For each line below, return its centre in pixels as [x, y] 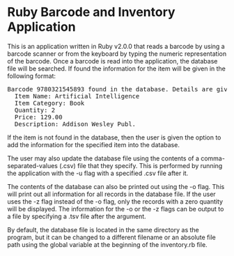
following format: [32, 76]
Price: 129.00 [38, 117]
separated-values [32, 165]
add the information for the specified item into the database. [93, 144]
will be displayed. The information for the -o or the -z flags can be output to [116, 209]
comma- [213, 158]
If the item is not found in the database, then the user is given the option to [114, 137]
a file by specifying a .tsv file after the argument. [77, 216]
